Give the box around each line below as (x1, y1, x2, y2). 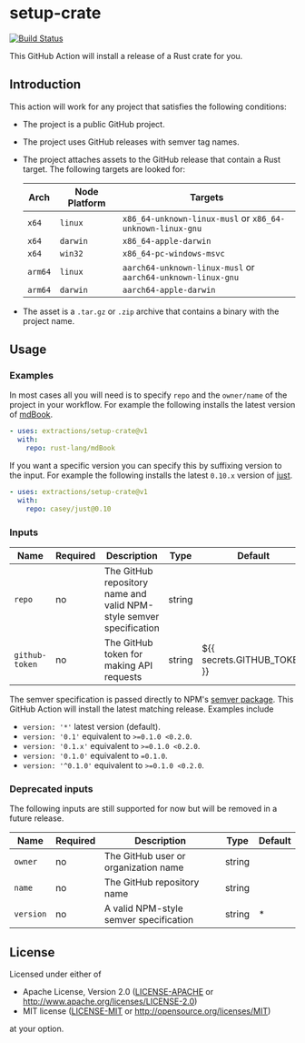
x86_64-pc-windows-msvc (122, 248, 225, 258)
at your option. (9, 1023, 64, 1035)
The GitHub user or (103, 850, 186, 863)
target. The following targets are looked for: (22, 163, 186, 175)
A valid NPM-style (103, 902, 183, 915)
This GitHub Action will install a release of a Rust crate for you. (9, 50, 243, 61)
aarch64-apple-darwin (122, 285, 216, 295)
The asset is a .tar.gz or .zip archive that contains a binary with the (22, 306, 280, 317)
